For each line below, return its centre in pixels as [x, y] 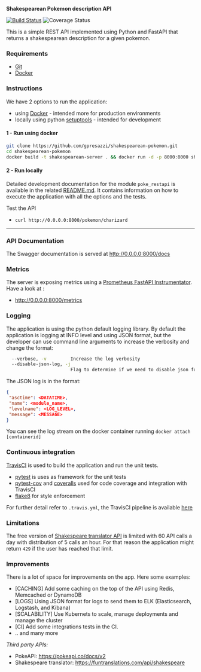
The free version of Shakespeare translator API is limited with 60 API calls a [99, 536]
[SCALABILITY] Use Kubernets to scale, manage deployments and [96, 614]
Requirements [27, 53]
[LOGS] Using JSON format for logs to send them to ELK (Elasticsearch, [103, 601]
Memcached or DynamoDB [48, 595]
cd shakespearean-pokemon [38, 151]
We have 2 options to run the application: [57, 102]
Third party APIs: [27, 644]
